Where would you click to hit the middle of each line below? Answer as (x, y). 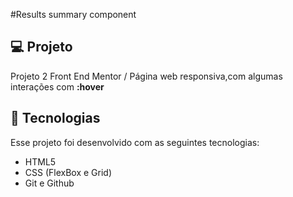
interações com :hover (57, 86)
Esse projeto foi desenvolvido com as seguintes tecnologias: (135, 142)
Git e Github (49, 183)
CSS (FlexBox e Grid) (68, 172)
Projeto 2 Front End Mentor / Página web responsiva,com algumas (146, 76)
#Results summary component (73, 14)
